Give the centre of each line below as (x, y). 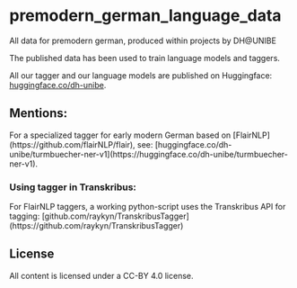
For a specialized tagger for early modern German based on (120, 135)
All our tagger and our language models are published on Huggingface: (141, 75)
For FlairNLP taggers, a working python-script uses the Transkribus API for (148, 207)
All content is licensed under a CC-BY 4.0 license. (102, 275)
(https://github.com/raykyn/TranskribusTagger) (96, 226)
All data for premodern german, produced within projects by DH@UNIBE (143, 40)
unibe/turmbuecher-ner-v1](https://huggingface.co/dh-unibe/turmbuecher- (149, 154)
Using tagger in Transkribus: (73, 187)
